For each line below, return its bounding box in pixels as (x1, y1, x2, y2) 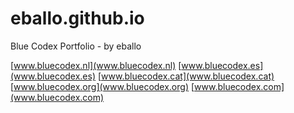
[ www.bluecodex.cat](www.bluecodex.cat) (97, 70, 275, 82)
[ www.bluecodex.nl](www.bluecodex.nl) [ (10, 59, 182, 71)
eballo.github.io (10, 7, 145, 30)
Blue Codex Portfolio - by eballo (10, 40, 142, 52)
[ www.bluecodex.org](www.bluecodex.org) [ (10, 80, 195, 92)
